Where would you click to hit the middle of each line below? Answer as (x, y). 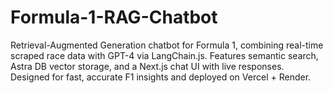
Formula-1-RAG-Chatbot (114, 17)
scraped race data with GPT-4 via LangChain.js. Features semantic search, (164, 55)
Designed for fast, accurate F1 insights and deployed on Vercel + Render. (161, 77)
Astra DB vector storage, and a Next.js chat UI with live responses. (147, 66)
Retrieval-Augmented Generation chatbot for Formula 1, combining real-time (167, 45)
